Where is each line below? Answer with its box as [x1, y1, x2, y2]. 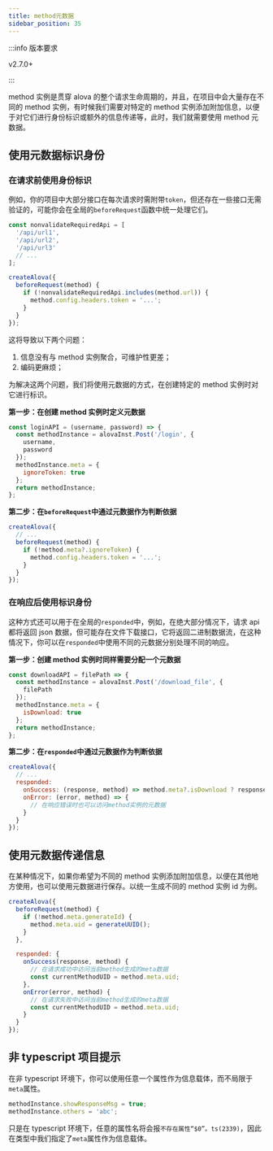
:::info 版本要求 [8, 42, 58, 53]
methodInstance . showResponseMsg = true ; [8, 1100, 148, 1108]
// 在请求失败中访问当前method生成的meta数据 [29, 996, 169, 1004]
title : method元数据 [8, 11, 75, 20]
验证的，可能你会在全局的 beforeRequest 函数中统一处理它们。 [8, 205, 213, 215]
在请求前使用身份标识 [8, 174, 92, 185]
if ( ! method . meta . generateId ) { [23, 913, 132, 921]
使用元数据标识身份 [8, 148, 105, 162]
